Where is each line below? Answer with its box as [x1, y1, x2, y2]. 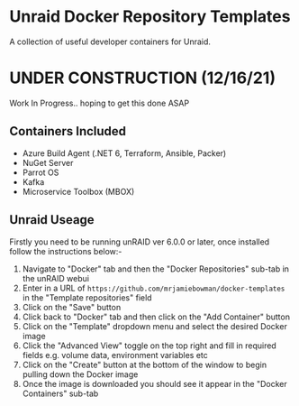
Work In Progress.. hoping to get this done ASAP [9, 97, 190, 108]
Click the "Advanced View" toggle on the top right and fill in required [22, 340, 276, 351]
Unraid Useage [9, 212, 95, 227]
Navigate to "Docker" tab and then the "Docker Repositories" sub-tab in [22, 263, 290, 274]
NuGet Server [22, 157, 74, 168]
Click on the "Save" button [22, 301, 122, 312]
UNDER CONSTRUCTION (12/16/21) [9, 68, 276, 88]
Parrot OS [22, 167, 59, 178]
